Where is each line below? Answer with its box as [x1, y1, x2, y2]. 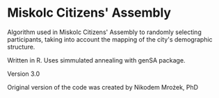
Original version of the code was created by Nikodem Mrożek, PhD [7, 83, 199, 91]
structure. [7, 42, 35, 51]
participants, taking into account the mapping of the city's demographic [7, 35, 213, 43]
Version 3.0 [7, 70, 40, 78]
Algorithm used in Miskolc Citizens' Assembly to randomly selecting [7, 28, 202, 36]
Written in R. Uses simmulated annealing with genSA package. [7, 56, 186, 64]
